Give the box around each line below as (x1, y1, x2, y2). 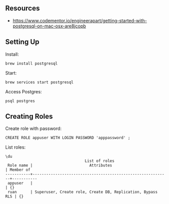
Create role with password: (5, 125, 62, 131)
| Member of (5, 167, 30, 173)
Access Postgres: (5, 88, 42, 94)
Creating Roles (5, 112, 53, 121)
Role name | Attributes (7, 163, 113, 168)
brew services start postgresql (5, 80, 74, 85)
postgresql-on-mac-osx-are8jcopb (12, 23, 86, 29)
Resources (5, 4, 40, 13)
